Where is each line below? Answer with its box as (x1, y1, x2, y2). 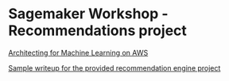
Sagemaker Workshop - (8, 5, 169, 23)
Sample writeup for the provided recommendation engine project (8, 63, 221, 72)
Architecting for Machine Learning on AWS (8, 48, 149, 57)
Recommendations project (8, 21, 187, 40)
